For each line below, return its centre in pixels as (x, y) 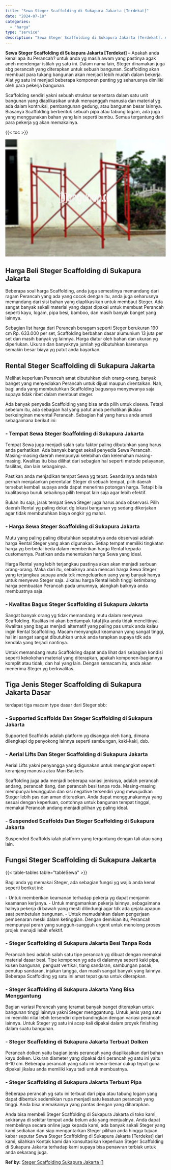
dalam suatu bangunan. (30, 1029)
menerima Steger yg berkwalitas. (40, 669)
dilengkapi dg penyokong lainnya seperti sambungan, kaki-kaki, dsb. (77, 741)
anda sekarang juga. (27, 1152)
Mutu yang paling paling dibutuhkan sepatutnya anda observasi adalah (80, 538)
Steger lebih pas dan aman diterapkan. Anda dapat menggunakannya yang (84, 797)
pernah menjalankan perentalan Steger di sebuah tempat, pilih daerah (78, 482)
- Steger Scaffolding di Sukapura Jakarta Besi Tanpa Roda (78, 943)
